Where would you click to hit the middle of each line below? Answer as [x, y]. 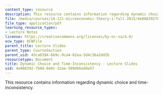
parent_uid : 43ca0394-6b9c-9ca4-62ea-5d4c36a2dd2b [57, 55]
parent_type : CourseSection [33, 50]
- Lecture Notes [21, 32]
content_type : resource [29, 9]
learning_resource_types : [31, 28]
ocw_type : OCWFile [24, 41]
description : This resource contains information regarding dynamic [76, 14]
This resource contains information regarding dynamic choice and [71, 82]
